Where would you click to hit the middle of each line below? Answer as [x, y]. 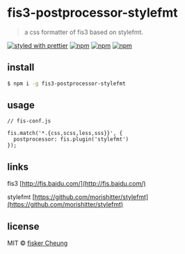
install [21, 68]
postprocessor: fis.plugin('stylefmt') [71, 140]
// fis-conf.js [29, 121]
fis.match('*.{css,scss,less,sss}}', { [65, 134]
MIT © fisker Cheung [38, 243]
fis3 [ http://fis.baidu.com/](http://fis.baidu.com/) [77, 184]
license [23, 227]
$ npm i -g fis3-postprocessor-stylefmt [67, 84]
